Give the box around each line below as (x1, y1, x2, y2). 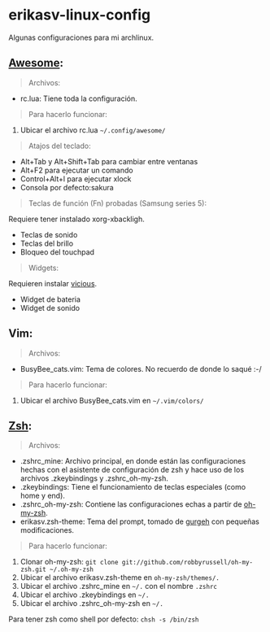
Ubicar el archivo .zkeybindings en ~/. (20, 590, 150, 599)
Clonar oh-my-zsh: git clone (20, 557, 119, 567)
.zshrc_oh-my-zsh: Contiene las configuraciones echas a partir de (20, 499, 242, 509)
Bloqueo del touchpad (20, 246, 95, 257)
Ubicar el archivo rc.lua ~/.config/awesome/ (20, 124, 166, 135)
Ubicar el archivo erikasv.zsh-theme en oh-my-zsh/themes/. (20, 573, 220, 582)
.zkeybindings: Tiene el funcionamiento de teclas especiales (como (20, 482, 246, 492)
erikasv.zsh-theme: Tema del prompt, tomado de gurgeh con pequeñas (20, 516, 260, 526)
